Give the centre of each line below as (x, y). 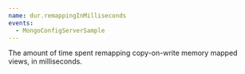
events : (21, 23)
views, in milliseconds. (45, 61)
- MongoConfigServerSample (60, 30)
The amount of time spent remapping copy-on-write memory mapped (123, 53)
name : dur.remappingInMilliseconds (67, 16)
